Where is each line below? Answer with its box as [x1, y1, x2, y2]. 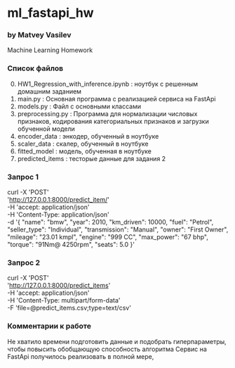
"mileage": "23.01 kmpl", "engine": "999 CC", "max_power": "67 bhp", [7, 233, 208, 241]
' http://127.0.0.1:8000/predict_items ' [7, 281, 111, 290]
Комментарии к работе [7, 322, 91, 331]
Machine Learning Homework [7, 46, 93, 54]
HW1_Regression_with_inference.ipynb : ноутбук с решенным [17, 80, 199, 88]
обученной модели [17, 125, 75, 133]
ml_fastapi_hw [7, 5, 94, 21]
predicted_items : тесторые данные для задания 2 [17, 154, 166, 163]
